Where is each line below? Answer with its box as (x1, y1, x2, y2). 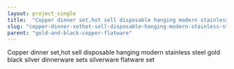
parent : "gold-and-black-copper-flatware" (7, 29, 132, 37)
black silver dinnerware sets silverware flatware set (7, 56, 155, 64)
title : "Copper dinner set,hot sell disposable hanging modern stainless (7, 17, 229, 23)
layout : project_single (7, 10, 77, 17)
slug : (7, 23, 23, 30)
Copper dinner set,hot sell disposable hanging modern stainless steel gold (7, 48, 221, 57)
